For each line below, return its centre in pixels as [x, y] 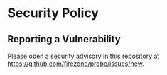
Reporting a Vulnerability [64, 39]
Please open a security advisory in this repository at [83, 56]
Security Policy [53, 13]
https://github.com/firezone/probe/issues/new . [76, 64]
